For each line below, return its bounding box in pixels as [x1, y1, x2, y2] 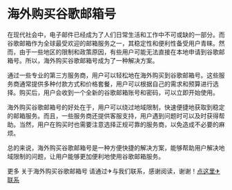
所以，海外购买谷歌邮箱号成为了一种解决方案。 [25, 56, 159, 64]
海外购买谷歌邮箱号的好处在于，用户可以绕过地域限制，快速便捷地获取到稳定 [7, 103, 225, 111]
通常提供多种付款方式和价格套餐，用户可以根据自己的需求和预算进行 [19, 79, 213, 88]
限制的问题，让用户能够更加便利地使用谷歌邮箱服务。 [12, 152, 164, 160]
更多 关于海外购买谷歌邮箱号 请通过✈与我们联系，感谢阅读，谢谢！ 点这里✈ [7, 167, 221, 175]
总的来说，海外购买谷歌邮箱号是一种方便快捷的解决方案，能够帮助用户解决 [7, 143, 219, 152]
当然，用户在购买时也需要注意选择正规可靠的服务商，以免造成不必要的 [19, 120, 219, 129]
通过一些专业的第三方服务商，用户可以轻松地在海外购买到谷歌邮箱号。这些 [7, 70, 219, 79]
